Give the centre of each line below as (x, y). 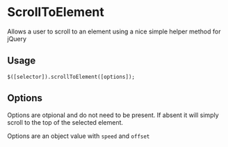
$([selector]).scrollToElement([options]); (71, 77)
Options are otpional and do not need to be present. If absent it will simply (113, 115)
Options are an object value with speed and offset (79, 136)
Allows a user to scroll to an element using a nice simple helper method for (114, 31)
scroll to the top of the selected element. (65, 122)
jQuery (17, 38)
